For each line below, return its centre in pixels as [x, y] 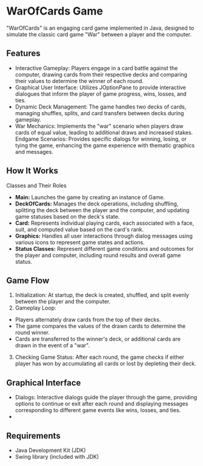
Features [23, 54]
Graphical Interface [44, 383]
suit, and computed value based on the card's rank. [79, 229]
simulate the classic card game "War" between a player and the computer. [99, 34]
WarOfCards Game [55, 11]
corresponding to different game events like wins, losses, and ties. [98, 410]
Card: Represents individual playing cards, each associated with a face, [105, 223]
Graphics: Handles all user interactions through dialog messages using [104, 236]
